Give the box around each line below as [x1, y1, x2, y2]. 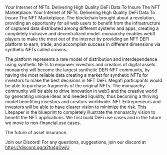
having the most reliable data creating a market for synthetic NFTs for [5, 72, 148, 78]
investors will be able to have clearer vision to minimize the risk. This [5, 104, 146, 110]
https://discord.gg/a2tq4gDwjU [5, 145, 70, 150]
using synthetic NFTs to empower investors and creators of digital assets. [5, 62, 157, 67]
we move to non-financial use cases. [5, 120, 81, 126]
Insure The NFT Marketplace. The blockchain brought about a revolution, [5, 15, 155, 20]
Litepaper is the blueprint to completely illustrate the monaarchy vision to [5, 109, 156, 115]
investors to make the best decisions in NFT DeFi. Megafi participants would [5, 77, 162, 83]
